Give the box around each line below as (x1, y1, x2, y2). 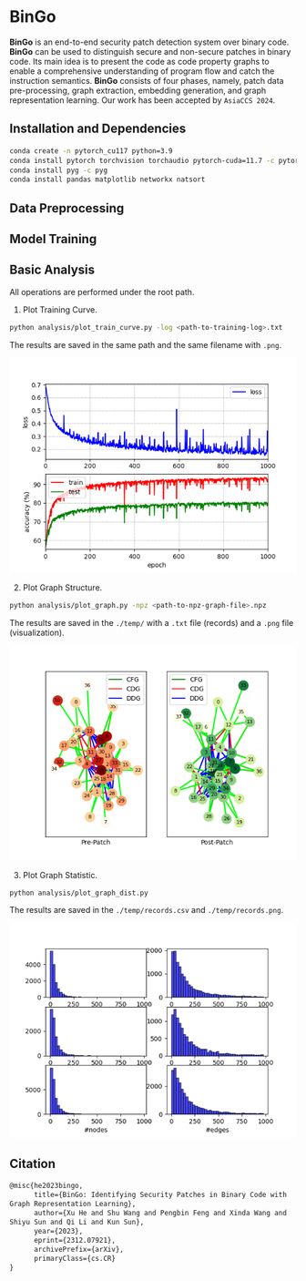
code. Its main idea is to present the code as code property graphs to (9, 56, 270, 67)
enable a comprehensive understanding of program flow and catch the (9, 66, 275, 77)
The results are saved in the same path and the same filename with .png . (9, 339, 282, 350)
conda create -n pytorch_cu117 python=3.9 (9, 146, 173, 156)
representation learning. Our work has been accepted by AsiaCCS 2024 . (9, 94, 276, 106)
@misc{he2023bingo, (9, 1182, 84, 1191)
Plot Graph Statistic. (22, 869, 98, 880)
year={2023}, (33, 1227, 84, 1236)
